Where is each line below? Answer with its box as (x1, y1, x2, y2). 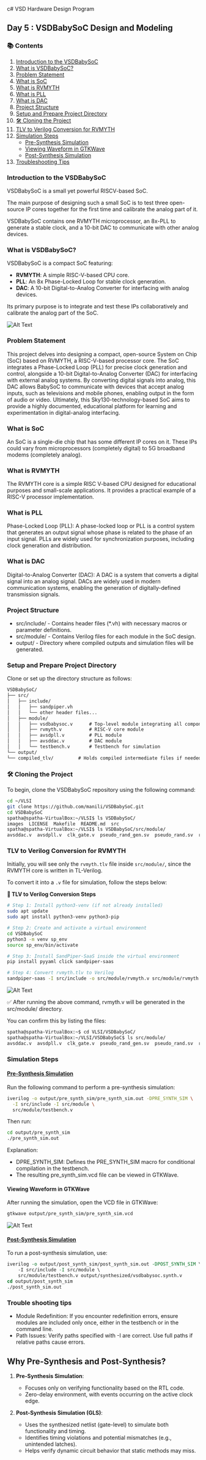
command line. (15, 1325, 54, 1333)
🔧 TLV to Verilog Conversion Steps (7, 890, 97, 898)
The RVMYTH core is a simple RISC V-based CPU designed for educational (7, 480, 196, 488)
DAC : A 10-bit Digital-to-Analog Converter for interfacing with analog (15, 285, 189, 292)
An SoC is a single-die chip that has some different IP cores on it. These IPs (7, 438, 197, 445)
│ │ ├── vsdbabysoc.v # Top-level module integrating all (7, 721, 183, 727)
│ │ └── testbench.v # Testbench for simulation (7, 743, 161, 750)
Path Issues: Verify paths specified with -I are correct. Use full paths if (15, 1332, 193, 1339)
